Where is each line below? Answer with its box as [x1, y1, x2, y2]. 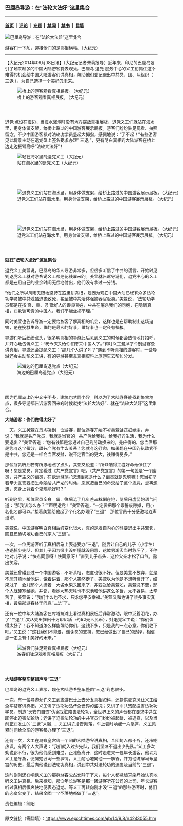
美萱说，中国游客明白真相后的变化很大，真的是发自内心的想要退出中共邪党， [5, 525, 158, 531]
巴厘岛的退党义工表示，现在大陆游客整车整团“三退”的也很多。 [5, 686, 128, 692]
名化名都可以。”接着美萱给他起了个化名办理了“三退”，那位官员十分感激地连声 [5, 508, 157, 514]
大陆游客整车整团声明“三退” [5, 676, 61, 682]
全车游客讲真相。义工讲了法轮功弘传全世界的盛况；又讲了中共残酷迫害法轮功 [5, 703, 158, 708]
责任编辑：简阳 [5, 800, 35, 806]
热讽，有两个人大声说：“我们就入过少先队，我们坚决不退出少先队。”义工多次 [5, 743, 155, 749]
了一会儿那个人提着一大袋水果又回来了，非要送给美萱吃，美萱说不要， [13, 582, 153, 587]
